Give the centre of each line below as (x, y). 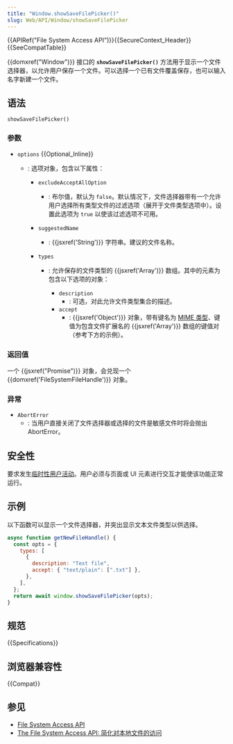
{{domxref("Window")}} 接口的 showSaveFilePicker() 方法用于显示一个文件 (114, 62)
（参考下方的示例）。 (98, 334)
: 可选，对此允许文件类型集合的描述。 (122, 301)
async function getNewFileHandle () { (62, 537)
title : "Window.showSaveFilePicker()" (63, 14)
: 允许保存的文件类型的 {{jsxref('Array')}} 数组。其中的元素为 (134, 270)
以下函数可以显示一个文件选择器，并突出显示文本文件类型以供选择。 (104, 524)
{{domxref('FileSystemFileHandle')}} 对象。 (69, 379)
